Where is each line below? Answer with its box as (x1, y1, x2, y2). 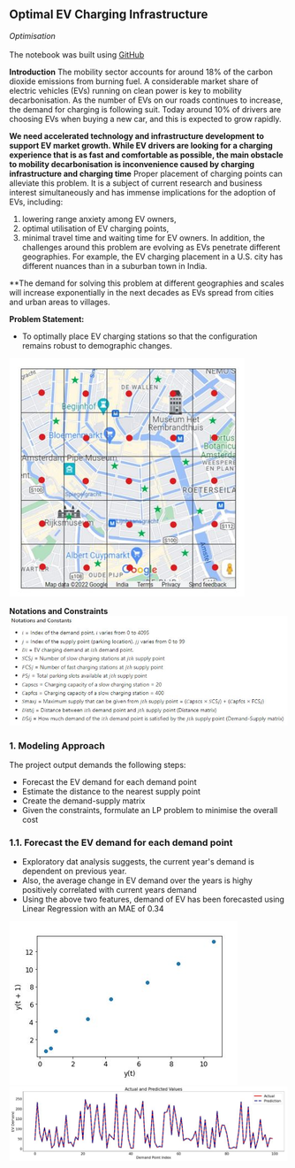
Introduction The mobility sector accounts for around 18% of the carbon (9, 66, 274, 77)
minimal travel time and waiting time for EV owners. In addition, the (21, 232, 265, 242)
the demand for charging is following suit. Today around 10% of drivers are (9, 104, 282, 114)
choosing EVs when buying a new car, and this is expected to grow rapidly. (9, 113, 282, 124)
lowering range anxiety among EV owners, (21, 213, 177, 224)
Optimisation (9, 30, 56, 41)
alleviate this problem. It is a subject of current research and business (9, 177, 263, 188)
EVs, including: (9, 196, 64, 207)
